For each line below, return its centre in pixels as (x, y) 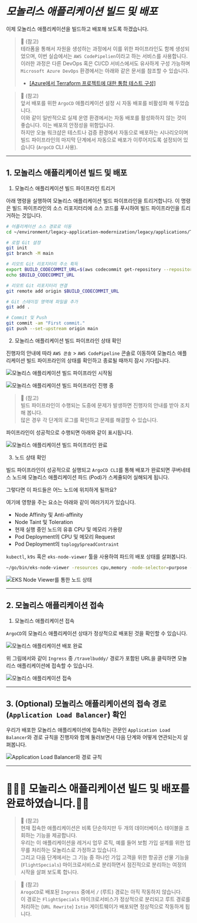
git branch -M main (30, 254)
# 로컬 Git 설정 (23, 243)
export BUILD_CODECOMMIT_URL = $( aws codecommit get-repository (84, 270)
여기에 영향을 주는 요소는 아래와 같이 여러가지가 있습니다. (71, 502)
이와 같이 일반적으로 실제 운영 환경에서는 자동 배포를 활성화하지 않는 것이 (103, 118)
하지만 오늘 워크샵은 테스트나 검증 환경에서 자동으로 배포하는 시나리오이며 (104, 132)
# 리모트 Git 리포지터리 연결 (37, 286)
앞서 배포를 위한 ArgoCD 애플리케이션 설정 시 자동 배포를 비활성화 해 (97, 103)
